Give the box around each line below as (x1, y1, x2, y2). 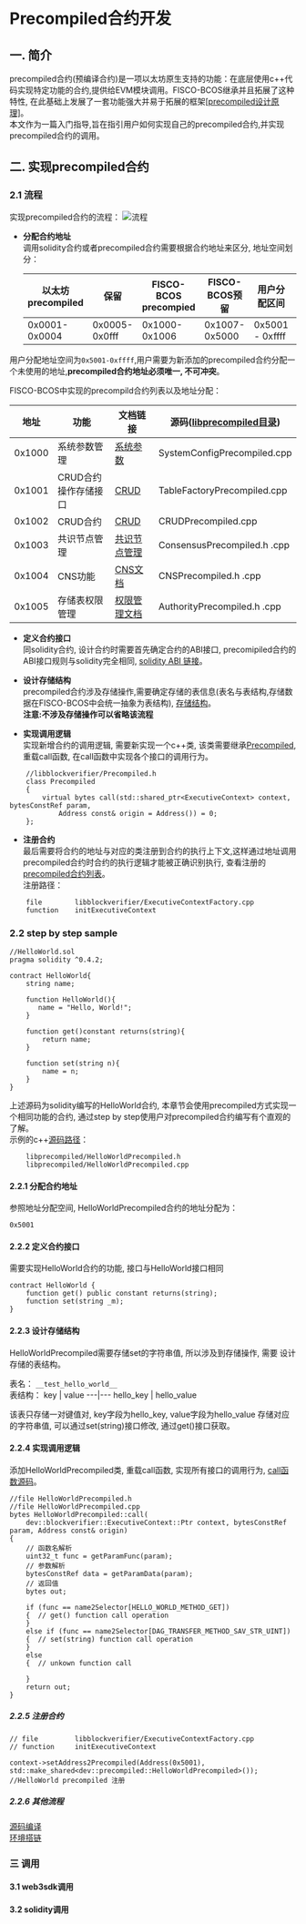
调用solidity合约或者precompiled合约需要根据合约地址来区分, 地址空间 (22, 242, 285, 253)
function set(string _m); (25, 1297, 125, 1307)
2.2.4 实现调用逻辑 (9, 1442, 80, 1453)
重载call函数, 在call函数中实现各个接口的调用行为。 (22, 750, 214, 761)
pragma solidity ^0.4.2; (9, 955, 104, 964)
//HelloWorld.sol (9, 947, 76, 956)
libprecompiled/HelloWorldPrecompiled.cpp (25, 1160, 189, 1169)
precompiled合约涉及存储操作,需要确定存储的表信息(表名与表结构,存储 (22, 686, 285, 697)
